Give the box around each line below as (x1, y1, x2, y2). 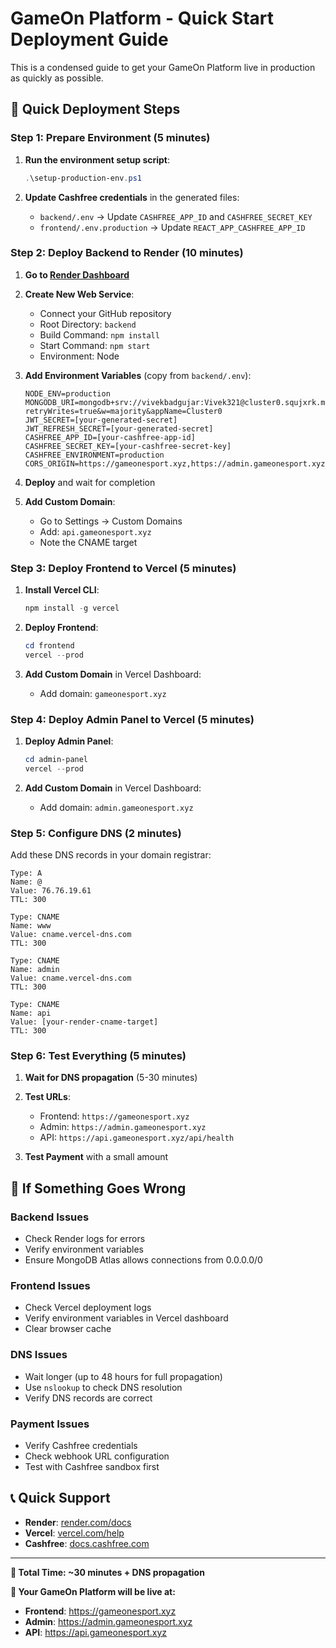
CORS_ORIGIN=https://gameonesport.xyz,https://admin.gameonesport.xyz (24, 458, 326, 469)
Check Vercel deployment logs (24, 1302, 152, 1314)
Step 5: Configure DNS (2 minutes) (10, 826, 182, 840)
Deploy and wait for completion (24, 476, 156, 488)
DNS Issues (10, 1348, 68, 1362)
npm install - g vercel (24, 603, 120, 614)
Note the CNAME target (39, 536, 138, 548)
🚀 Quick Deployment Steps (10, 101, 181, 118)
